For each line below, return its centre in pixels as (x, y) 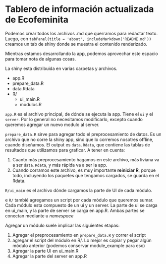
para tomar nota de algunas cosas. (41, 59)
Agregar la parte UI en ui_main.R (45, 251)
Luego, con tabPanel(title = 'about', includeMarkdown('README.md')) (78, 39)
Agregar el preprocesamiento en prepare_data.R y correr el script (79, 235)
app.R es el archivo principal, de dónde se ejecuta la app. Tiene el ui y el (79, 114)
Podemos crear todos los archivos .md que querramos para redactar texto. (81, 33)
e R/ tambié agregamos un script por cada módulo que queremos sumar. (79, 200)
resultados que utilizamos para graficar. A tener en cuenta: (65, 150)
